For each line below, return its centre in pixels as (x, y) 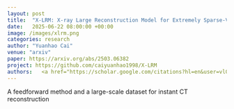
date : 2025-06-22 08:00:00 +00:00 (60, 26)
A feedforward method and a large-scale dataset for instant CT (97, 92)
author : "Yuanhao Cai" (40, 46)
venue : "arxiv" (29, 53)
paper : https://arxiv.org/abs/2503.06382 (68, 59)
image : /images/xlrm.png (43, 33)
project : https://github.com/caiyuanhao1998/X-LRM (82, 65)
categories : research (39, 40)
